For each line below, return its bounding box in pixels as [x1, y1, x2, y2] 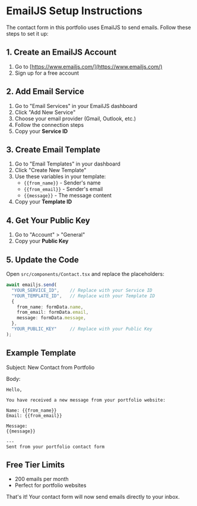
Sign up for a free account [14, 69, 79, 77]
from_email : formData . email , [17, 310, 89, 316]
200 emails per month [14, 476, 69, 483]
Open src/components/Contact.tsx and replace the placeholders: [6, 270, 164, 277]
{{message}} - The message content [23, 192, 112, 199]
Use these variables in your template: [14, 173, 106, 180]
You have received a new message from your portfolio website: [6, 397, 166, 403]
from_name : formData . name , [17, 304, 84, 310]
